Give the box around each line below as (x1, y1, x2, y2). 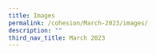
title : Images (8, 11, 56, 20)
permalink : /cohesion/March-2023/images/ (8, 19, 149, 27)
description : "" (8, 26, 62, 34)
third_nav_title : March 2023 (8, 33, 106, 42)
